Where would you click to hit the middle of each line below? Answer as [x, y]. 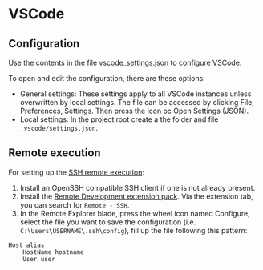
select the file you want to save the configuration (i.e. [108, 222]
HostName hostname [53, 252]
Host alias [26, 245]
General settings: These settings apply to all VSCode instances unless [136, 94]
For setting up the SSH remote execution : [76, 172]
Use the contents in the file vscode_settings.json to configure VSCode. [125, 62]
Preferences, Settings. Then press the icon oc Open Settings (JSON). [134, 111]
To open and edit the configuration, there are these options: [107, 78]
